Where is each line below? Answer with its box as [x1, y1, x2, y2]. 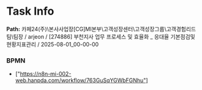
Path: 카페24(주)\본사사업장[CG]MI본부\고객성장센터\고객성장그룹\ [6, 25, 166, 32]
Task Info [6, 4, 54, 18]
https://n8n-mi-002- [20, 70, 72, 78]
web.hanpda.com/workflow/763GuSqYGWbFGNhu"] [15, 77, 148, 84]
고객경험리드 [166, 25, 196, 32]
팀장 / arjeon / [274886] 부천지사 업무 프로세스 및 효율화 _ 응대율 [13, 32, 170, 40]
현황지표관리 [6, 40, 37, 48]
